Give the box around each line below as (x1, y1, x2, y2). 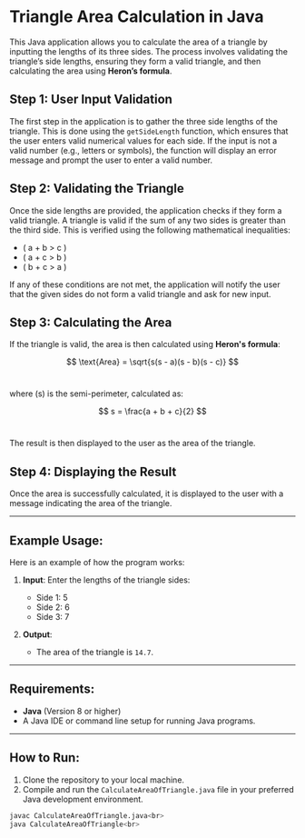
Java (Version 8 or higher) (22, 705, 122, 716)
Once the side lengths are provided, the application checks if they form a (9, 205, 282, 215)
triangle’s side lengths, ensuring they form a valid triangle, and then (9, 55, 261, 66)
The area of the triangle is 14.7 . (35, 647, 154, 657)
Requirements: (9, 682, 95, 697)
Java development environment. (22, 793, 143, 804)
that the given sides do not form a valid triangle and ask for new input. (9, 288, 271, 299)
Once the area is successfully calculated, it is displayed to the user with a (9, 488, 284, 499)
